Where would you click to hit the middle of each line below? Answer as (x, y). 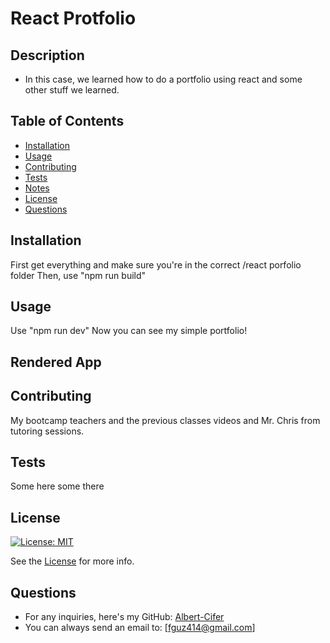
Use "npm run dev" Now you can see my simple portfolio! (129, 331)
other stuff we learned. (72, 90)
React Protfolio (73, 18)
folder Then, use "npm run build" (78, 275)
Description (47, 55)
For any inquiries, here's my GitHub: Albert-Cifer (124, 617)
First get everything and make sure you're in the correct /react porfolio (156, 264)
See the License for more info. (72, 561)
